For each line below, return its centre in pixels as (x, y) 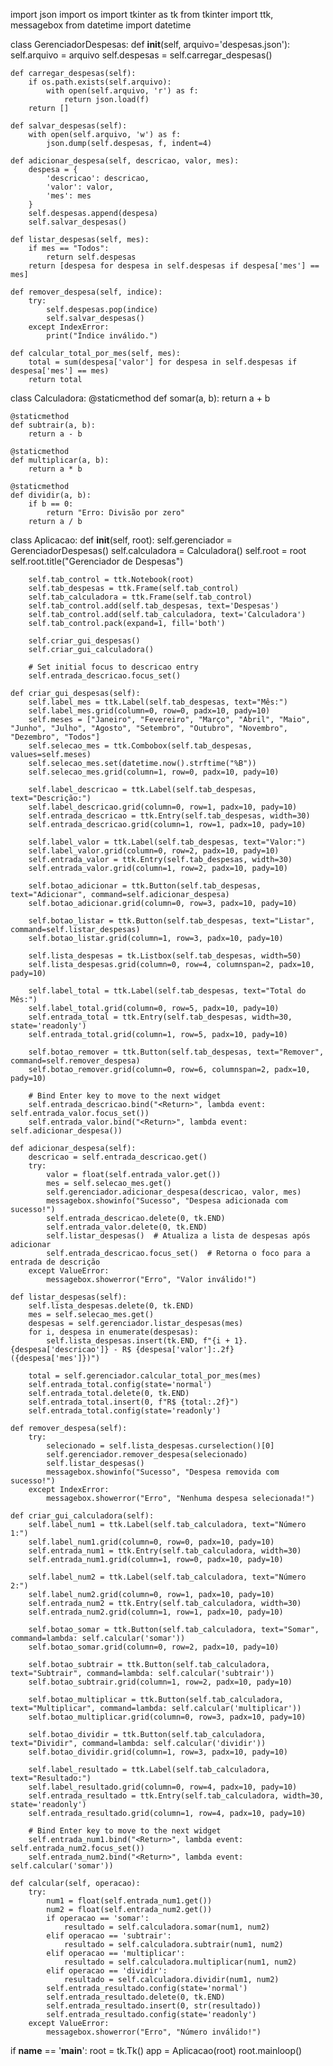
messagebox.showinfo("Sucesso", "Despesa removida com (163, 1472)
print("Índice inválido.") (102, 336)
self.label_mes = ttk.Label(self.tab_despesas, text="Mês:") (158, 702)
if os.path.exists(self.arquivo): (100, 82)
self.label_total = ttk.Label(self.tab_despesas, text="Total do (167, 991)
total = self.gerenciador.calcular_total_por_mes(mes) (145, 1376)
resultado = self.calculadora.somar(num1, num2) (167, 1927)
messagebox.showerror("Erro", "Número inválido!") (154, 2032)
